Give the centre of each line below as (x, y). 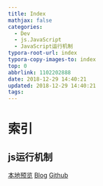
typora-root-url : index (43, 53)
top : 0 (18, 66)
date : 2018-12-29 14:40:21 (47, 79)
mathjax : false (30, 20)
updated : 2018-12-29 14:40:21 (52, 86)
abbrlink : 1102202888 (40, 72)
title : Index (27, 14)
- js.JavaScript (38, 40)
